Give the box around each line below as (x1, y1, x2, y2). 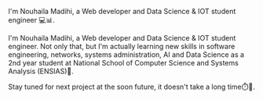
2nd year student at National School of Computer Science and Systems (8, 58, 239, 67)
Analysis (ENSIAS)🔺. (8, 66, 75, 76)
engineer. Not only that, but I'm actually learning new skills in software (8, 42, 236, 51)
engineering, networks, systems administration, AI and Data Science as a (8, 50, 245, 59)
